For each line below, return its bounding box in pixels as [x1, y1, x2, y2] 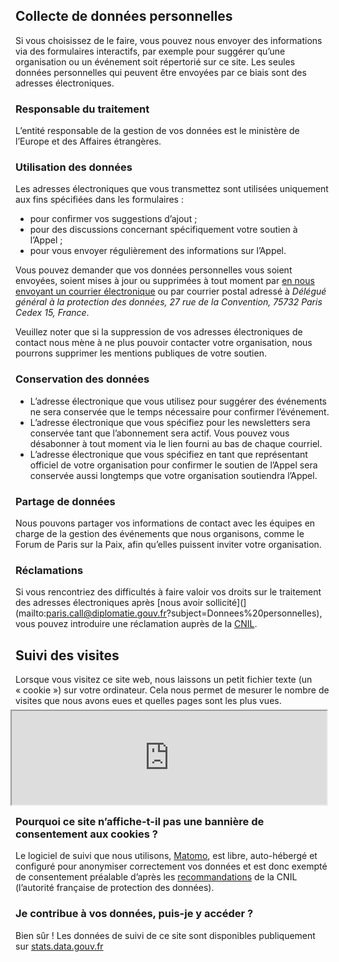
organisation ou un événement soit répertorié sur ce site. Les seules [15, 55, 296, 68]
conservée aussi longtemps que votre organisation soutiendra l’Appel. [29, 469, 318, 481]
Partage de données [15, 494, 116, 508]
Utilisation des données [15, 160, 133, 174]
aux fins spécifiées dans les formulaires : [15, 194, 184, 206]
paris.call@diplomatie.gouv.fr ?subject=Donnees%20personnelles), [46, 607, 323, 619]
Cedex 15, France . [15, 307, 90, 319]
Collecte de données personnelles [15, 8, 233, 25]
